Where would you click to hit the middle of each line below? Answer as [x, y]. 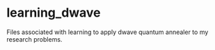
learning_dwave [54, 13]
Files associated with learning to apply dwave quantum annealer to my [107, 32]
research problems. [34, 39]
